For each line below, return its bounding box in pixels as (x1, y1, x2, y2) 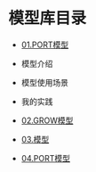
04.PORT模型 (20, 152, 70, 163)
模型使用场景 (20, 77, 68, 87)
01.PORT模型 (20, 39, 69, 50)
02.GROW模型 (20, 115, 74, 126)
